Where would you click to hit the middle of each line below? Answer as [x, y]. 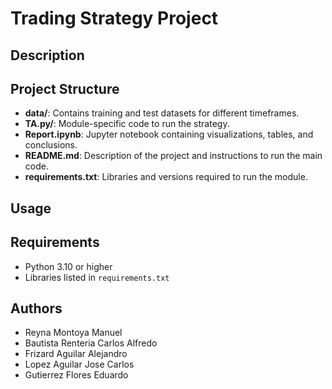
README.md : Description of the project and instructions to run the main [173, 156]
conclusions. [51, 145]
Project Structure [65, 88]
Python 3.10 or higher [68, 266]
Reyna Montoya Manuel [73, 333]
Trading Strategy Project [114, 18]
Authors [36, 308]
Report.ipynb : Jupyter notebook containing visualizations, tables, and [169, 134]
